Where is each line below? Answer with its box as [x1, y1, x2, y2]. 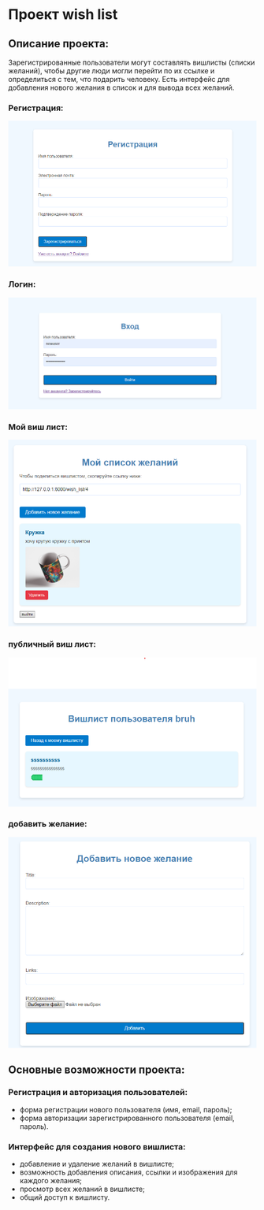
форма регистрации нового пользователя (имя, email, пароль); [19, 1104, 232, 1114]
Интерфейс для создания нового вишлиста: [8, 1141, 186, 1152]
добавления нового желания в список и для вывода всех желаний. [8, 83, 235, 92]
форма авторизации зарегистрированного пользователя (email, [19, 1113, 235, 1123]
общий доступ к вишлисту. [19, 1193, 110, 1202]
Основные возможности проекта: [8, 1063, 185, 1077]
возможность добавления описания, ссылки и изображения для [19, 1167, 238, 1177]
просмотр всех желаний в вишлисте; [19, 1184, 146, 1194]
